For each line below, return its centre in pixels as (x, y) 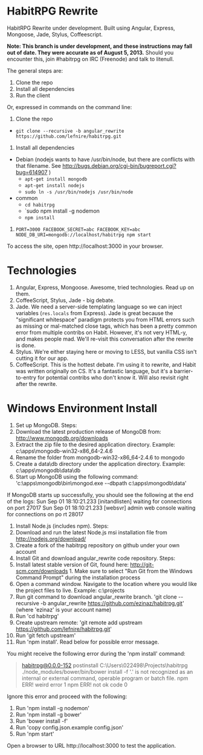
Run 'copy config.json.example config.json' (69, 727)
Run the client (33, 95)
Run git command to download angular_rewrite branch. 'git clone (96, 597)
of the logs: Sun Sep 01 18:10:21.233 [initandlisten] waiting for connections (99, 501)
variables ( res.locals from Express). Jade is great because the (94, 313)
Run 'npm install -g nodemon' (53, 708)
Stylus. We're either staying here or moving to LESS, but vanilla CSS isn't (106, 351)
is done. (25, 345)
